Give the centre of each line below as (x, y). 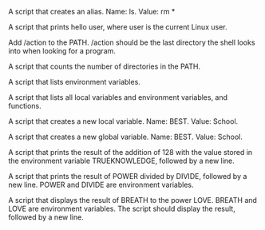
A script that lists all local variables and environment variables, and (118, 97)
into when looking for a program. (62, 51)
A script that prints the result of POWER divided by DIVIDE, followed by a (128, 176)
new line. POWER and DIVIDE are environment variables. (101, 184)
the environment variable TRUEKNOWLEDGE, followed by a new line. (122, 161)
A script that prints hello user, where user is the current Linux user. (118, 27)
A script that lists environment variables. (75, 82)
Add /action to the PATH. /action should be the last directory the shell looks (132, 42)
